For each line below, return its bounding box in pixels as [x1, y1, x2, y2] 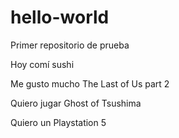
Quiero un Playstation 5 [10, 116, 107, 128]
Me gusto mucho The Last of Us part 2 [10, 77, 170, 90]
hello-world [10, 6, 110, 29]
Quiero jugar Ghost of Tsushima [10, 97, 142, 109]
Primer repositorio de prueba [10, 39, 130, 51]
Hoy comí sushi [10, 58, 75, 70]
